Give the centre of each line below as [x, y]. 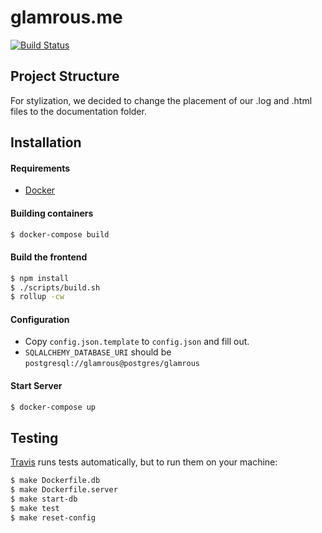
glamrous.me [66, 17]
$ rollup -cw [37, 297]
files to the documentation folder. [78, 111]
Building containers [52, 213]
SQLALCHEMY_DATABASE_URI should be [98, 352]
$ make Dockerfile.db [55, 481]
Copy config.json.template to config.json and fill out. [137, 342]
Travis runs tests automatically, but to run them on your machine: [144, 462]
